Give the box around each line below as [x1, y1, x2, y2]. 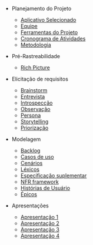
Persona [20, 112, 41, 119]
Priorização [20, 125, 49, 131]
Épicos [20, 191, 37, 197]
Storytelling [20, 118, 49, 125]
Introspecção [20, 99, 53, 106]
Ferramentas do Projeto [20, 29, 78, 36]
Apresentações [11, 202, 49, 209]
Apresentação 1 [20, 214, 59, 220]
